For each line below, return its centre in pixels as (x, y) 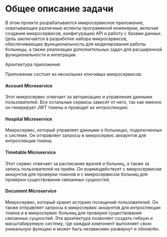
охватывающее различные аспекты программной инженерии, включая (82, 28)
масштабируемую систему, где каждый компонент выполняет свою (78, 223)
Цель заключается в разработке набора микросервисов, (66, 39)
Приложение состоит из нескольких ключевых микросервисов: (74, 74)
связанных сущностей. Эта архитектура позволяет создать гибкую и (79, 218)
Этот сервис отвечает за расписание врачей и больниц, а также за (77, 163)
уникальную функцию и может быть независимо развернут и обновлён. (82, 228)
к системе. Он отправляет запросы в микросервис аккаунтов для (76, 136)
